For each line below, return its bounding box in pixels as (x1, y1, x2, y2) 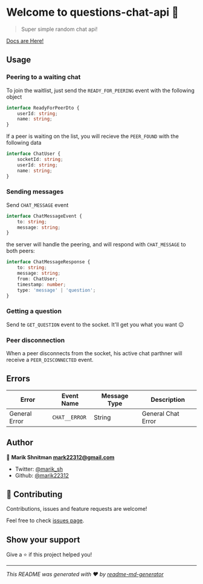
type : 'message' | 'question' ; (17, 287, 96, 293)
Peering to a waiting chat (6, 73, 81, 81)
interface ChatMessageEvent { (6, 213, 83, 219)
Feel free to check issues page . (6, 517, 85, 524)
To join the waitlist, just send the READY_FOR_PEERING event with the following (6, 87, 195, 94)
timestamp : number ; (17, 281, 66, 287)
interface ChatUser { (6, 151, 61, 157)
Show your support (6, 534, 80, 545)
